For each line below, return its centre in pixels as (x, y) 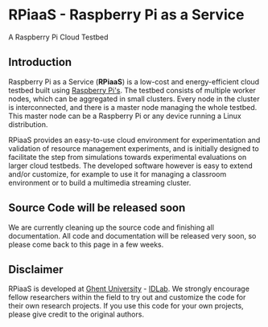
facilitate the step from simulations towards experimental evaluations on (128, 157)
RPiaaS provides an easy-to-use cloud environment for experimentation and (134, 140)
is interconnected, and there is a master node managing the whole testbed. (133, 107)
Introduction (40, 62)
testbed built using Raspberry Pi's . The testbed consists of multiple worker (132, 90)
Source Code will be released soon (97, 208)
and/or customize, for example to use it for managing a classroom (118, 174)
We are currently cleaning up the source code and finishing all (111, 227)
